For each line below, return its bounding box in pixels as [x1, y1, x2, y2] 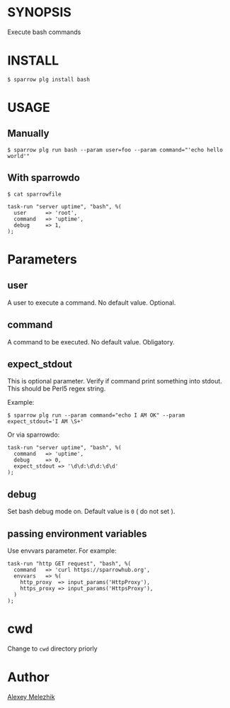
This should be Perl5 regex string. [7, 384, 106, 393]
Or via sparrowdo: [7, 430, 60, 439]
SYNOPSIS [7, 4, 72, 21]
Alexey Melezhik [7, 692, 55, 701]
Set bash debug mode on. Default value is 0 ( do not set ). [7, 507, 176, 516]
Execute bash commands [7, 28, 81, 36]
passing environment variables [7, 527, 147, 539]
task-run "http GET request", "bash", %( [7, 560, 132, 567]
